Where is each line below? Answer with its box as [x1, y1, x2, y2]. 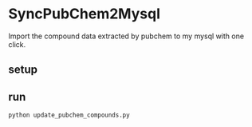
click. [8, 39, 26, 49]
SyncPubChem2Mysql [8, 5, 161, 23]
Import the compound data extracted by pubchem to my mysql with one [8, 31, 245, 41]
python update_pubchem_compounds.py [8, 111, 130, 120]
